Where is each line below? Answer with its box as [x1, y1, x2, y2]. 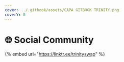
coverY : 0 [5, 12, 26, 17]
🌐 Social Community [5, 34, 94, 46]
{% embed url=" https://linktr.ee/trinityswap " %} [5, 51, 105, 57]
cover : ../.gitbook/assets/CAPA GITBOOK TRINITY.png [5, 7, 119, 13]
